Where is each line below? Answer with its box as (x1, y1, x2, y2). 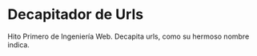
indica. (7, 39, 30, 49)
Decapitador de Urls (7, 6, 144, 24)
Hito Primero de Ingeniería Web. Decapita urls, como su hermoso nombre (7, 32, 250, 41)
